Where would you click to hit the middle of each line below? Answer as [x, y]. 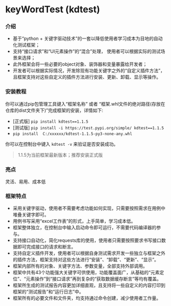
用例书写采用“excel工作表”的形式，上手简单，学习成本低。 [74, 221]
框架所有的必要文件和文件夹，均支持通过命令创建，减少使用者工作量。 [87, 298]
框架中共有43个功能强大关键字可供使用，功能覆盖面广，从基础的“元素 [86, 273]
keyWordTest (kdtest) [53, 9]
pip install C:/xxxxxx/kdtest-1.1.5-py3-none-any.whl [72, 134]
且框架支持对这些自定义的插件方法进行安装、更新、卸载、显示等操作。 [87, 77]
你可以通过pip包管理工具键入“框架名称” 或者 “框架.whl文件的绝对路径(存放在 [85, 104]
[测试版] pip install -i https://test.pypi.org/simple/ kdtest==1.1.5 [88, 127]
